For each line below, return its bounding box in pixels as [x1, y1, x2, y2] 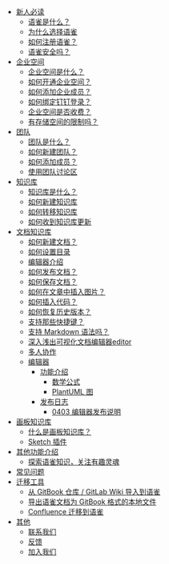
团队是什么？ [27, 137, 70, 146]
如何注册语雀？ [27, 37, 78, 46]
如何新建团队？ [27, 147, 78, 156]
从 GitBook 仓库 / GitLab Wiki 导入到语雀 [27, 487, 161, 496]
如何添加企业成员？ [27, 87, 92, 96]
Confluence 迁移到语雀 [27, 507, 104, 516]
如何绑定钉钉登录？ [27, 97, 92, 106]
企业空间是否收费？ [27, 107, 92, 116]
